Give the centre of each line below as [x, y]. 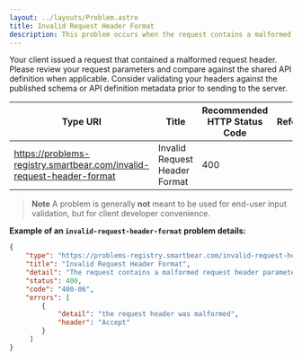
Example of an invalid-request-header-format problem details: [128, 231]
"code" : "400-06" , [60, 289]
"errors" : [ [48, 297]
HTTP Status [235, 122]
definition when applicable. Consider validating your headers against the [143, 79]
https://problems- [52, 154]
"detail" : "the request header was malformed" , [148, 314]
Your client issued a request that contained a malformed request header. [143, 60]
